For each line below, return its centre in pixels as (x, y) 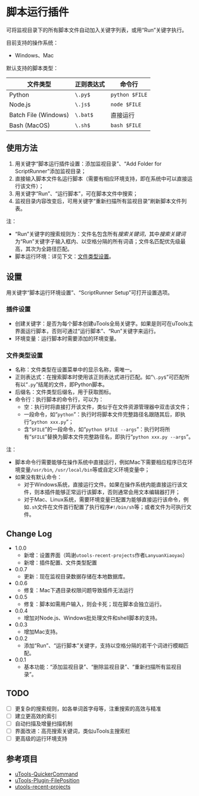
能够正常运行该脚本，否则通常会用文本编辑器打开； (118, 492)
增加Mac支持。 (42, 632)
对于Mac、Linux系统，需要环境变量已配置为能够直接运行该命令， (103, 500)
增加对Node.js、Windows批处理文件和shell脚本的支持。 (92, 618)
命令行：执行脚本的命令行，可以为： (59, 399)
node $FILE (126, 104)
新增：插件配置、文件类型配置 (60, 562)
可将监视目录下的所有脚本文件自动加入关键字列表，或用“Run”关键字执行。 (97, 30)
